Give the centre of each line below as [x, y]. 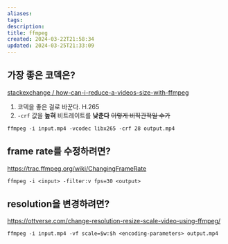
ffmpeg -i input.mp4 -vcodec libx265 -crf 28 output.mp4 [91, 129]
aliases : [20, 13]
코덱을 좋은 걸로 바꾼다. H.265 [58, 106]
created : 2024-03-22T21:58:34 [51, 39]
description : [26, 26]
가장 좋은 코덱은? [41, 76]
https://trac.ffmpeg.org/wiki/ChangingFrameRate [77, 168]
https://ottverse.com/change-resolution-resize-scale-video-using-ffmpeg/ [114, 221]
